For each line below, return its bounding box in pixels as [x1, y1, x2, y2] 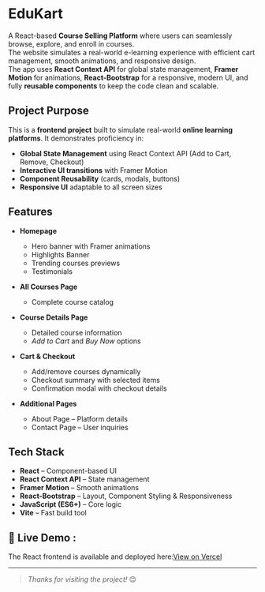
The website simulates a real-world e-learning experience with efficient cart [8, 47, 256, 57]
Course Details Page [19, 313, 88, 322]
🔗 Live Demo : [8, 530, 77, 545]
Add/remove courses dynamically [31, 366, 141, 376]
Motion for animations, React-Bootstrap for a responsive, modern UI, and [8, 73, 248, 82]
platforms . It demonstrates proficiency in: [8, 133, 144, 143]
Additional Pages [19, 399, 77, 408]
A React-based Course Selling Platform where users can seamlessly [8, 31, 233, 40]
